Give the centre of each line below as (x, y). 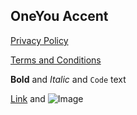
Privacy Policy (39, 40)
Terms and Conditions (56, 60)
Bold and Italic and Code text (68, 79)
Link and (28, 98)
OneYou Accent (59, 16)
